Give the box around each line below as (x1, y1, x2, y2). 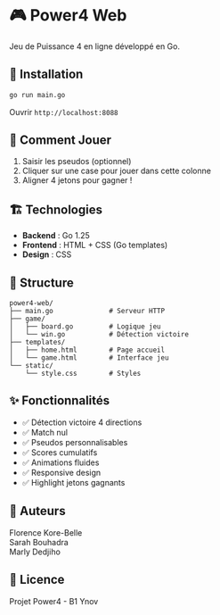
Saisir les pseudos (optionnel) (21, 156, 132, 167)
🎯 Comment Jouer (9, 133, 112, 148)
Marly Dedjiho (9, 546, 61, 557)
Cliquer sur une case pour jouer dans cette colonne (21, 165, 212, 177)
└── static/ (9, 362, 53, 370)
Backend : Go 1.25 (21, 230, 91, 241)
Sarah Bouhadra (9, 536, 69, 547)
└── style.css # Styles (25, 370, 142, 378)
